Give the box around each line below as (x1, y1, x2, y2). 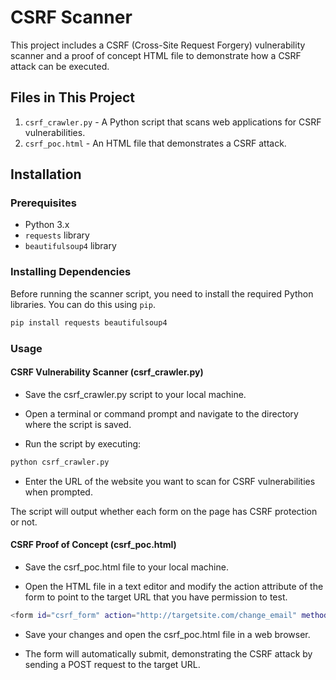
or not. (10, 516, 38, 528)
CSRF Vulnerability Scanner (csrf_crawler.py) (10, 366, 204, 378)
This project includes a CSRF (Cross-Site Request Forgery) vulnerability (10, 39, 306, 51)
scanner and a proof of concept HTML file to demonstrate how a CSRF (10, 49, 302, 61)
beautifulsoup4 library (24, 240, 117, 252)
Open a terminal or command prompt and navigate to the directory (24, 407, 299, 420)
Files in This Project (10, 89, 135, 106)
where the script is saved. (24, 418, 132, 430)
